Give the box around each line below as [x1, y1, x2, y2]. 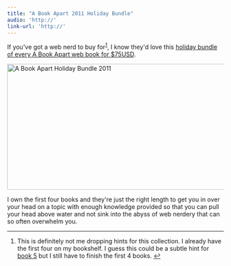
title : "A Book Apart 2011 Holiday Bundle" [7, 10, 134, 17]
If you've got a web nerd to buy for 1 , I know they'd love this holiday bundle [7, 42, 218, 52]
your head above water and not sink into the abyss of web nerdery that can [7, 210, 220, 219]
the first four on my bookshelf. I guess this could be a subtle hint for [16, 245, 210, 253]
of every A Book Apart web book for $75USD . [7, 50, 136, 58]
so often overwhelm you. [7, 217, 78, 225]
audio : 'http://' [7, 16, 57, 23]
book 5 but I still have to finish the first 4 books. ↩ [16, 252, 161, 260]
